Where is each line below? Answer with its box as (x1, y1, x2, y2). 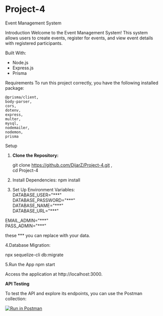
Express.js (12, 65, 34, 71)
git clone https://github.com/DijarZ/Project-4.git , (12, 162, 113, 168)
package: (5, 85, 24, 91)
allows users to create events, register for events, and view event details (5, 35, 153, 41)
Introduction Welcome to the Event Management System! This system (5, 29, 148, 35)
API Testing (5, 281, 30, 287)
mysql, (5, 121, 19, 126)
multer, (5, 116, 21, 122)
